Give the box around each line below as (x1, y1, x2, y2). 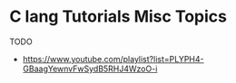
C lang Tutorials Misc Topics (9, 6, 227, 27)
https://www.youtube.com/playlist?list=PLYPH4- (22, 53, 204, 64)
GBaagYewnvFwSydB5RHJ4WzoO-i (22, 63, 158, 74)
